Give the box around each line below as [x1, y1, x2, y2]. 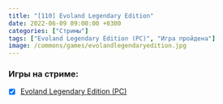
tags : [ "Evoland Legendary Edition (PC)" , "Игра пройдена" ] [8, 34, 217, 43]
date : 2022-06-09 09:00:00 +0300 [8, 19, 122, 27]
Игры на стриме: [8, 69, 79, 80]
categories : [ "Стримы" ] [8, 27, 89, 35]
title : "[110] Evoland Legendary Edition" [8, 11, 154, 20]
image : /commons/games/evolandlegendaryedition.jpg [8, 42, 187, 50]
